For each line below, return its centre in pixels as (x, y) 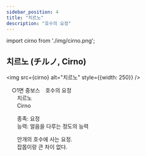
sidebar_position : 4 (33, 12)
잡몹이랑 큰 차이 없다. (42, 147)
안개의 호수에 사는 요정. (45, 139)
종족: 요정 (28, 119)
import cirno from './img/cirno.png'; (51, 41)
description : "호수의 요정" (39, 23)
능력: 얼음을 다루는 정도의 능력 (53, 127)
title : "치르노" (25, 18)
